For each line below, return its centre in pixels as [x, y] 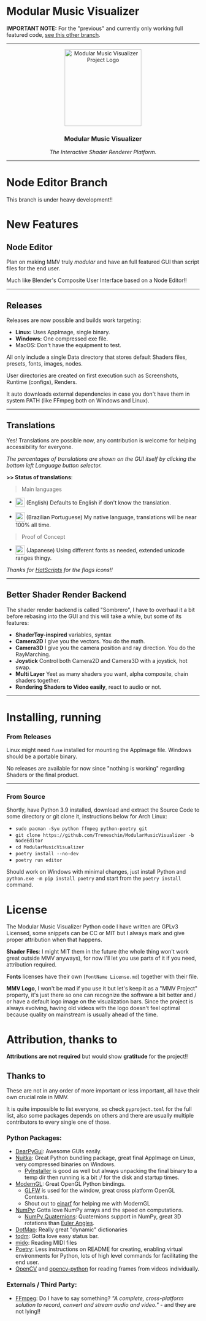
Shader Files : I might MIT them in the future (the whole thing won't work [97, 952]
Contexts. [36, 1197]
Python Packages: [34, 1138]
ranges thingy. [33, 558]
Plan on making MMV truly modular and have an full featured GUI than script [103, 262]
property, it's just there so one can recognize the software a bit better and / [101, 995]
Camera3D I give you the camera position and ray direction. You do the [105, 648]
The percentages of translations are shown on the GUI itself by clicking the [101, 458]
